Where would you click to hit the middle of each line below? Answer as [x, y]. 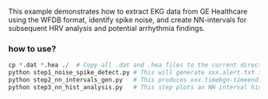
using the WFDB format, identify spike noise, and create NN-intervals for [128, 20]
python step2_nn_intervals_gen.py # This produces [98, 80]
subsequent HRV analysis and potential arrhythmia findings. [106, 28]
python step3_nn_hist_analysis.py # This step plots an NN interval [128, 87]
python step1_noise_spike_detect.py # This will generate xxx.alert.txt [132, 73]
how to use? [32, 48]
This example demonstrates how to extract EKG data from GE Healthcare [128, 11]
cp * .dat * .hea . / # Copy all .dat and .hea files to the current [123, 65]
